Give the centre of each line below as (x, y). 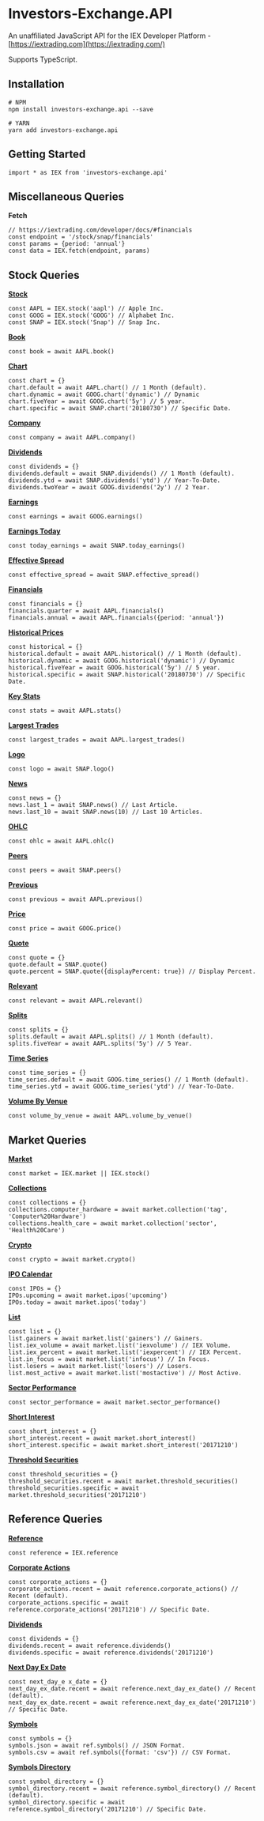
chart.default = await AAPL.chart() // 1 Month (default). (107, 388)
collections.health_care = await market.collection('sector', (113, 1223)
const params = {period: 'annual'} (67, 244)
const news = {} (35, 798)
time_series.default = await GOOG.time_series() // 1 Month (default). (128, 1080)
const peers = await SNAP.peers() (65, 870)
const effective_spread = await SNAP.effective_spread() (104, 575)
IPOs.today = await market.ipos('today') (77, 1303)
